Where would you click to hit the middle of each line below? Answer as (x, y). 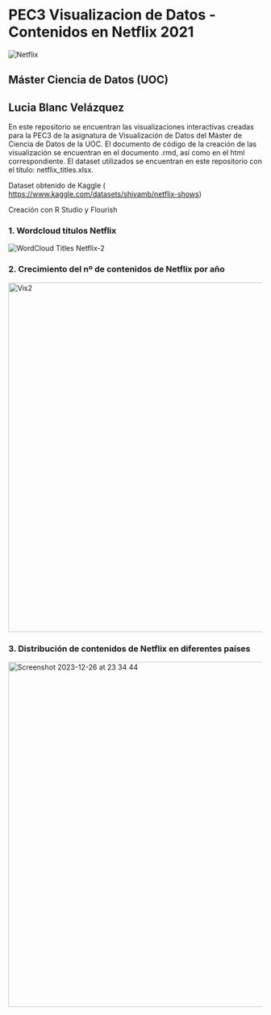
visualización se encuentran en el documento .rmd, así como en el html (127, 153)
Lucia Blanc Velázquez (67, 107)
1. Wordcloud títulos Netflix (63, 230)
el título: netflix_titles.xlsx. (51, 170)
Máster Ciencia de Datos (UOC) (89, 80)
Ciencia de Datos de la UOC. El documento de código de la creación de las (132, 144)
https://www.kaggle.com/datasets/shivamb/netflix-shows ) (105, 194)
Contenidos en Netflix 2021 (101, 32)
